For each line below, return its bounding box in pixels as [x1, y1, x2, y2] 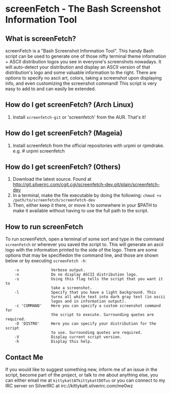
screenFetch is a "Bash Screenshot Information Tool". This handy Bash [5, 48, 154, 54]
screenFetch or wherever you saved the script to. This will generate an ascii [5, 241, 164, 248]
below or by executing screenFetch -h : [5, 258, 87, 264]
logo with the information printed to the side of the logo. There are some [5, 247, 157, 253]
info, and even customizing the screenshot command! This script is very [5, 80, 157, 86]
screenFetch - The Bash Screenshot [5, 3, 161, 15]
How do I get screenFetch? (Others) [5, 163, 121, 171]
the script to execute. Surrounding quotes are [51, 312, 154, 317]
